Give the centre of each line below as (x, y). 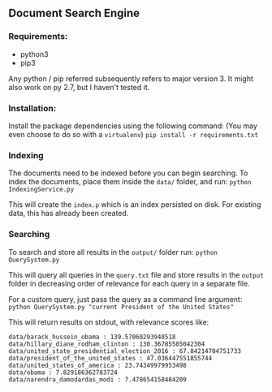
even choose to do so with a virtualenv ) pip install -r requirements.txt (133, 134)
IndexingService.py (41, 190)
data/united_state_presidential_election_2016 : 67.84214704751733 (125, 351)
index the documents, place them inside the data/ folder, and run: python (130, 182)
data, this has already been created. (69, 213)
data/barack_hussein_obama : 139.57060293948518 (92, 337)
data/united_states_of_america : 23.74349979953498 (97, 365)
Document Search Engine (74, 13)
